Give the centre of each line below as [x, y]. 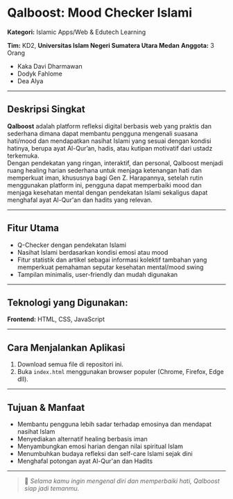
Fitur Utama [33, 228]
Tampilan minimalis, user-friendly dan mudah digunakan [97, 274]
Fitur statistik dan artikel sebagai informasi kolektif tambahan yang [112, 260]
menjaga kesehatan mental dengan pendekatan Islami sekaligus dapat [107, 192]
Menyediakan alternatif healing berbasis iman [82, 439]
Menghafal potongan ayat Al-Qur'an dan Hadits [85, 461]
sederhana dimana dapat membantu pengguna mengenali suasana [103, 133]
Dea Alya [30, 81]
